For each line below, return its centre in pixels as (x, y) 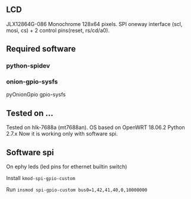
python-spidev (28, 66)
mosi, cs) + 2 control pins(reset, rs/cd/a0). (58, 30)
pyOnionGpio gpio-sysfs (36, 95)
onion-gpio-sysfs (32, 82)
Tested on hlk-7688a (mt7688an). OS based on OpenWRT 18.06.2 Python (95, 127)
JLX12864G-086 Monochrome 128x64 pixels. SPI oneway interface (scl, (94, 24)
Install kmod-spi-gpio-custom (41, 178)
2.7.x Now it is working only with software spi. (62, 134)
